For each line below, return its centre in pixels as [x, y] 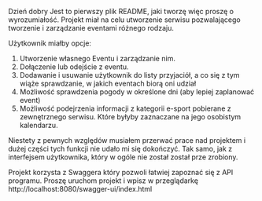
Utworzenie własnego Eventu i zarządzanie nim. [97, 58]
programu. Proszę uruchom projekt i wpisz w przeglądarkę [103, 181]
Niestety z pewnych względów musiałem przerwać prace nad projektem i [127, 140]
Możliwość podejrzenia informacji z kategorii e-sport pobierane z [125, 108]
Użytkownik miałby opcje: [50, 43]
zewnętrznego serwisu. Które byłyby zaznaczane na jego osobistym [130, 117]
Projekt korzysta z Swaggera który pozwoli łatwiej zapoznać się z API [121, 172]
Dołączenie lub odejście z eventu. [74, 67]
